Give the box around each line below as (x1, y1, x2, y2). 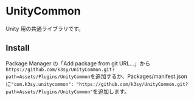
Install (5, 43, 30, 53)
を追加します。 (92, 88, 130, 95)
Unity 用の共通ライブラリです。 (5, 25, 85, 32)
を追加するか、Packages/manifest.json (89, 73, 188, 80)
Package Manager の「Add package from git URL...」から (5, 59, 150, 67)
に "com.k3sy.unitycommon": (5, 80, 74, 87)
